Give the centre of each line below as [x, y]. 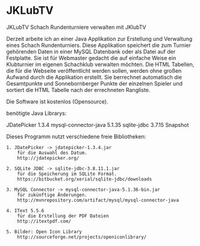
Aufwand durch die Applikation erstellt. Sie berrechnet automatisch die [94, 77]
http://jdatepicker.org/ [48, 158]
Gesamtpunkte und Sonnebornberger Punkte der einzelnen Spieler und [94, 83]
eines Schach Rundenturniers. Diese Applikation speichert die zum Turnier [98, 45]
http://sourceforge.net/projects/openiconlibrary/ [82, 237]
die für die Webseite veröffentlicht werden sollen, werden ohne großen [94, 70]
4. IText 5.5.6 [25, 211]
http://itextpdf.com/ [44, 221]
